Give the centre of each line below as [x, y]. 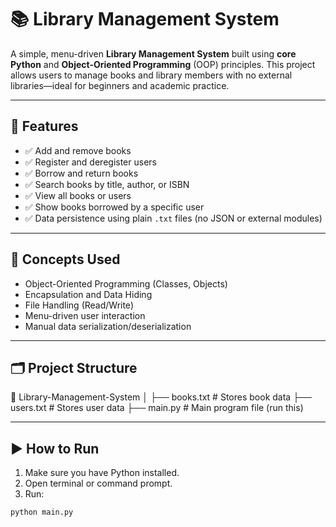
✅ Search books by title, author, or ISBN [107, 184]
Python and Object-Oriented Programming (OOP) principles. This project [163, 64]
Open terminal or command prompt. [98, 483]
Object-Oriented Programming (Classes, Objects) [126, 283]
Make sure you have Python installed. [102, 473]
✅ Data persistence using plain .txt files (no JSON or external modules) [173, 218]
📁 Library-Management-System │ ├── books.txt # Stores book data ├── [161, 397]
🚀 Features [44, 126]
